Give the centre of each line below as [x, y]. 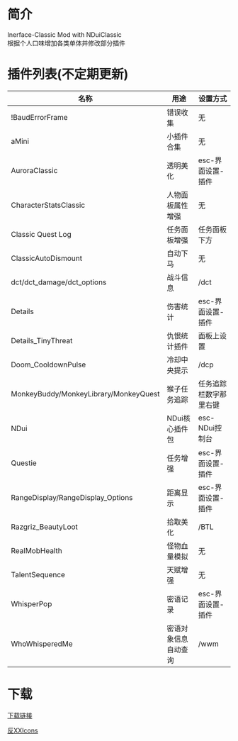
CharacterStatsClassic [48, 205]
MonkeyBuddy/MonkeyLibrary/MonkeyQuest [85, 394]
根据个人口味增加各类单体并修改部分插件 [66, 43]
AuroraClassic [34, 170]
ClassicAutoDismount [47, 258]
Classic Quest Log [41, 234]
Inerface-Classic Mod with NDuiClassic [64, 34]
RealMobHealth [36, 550]
